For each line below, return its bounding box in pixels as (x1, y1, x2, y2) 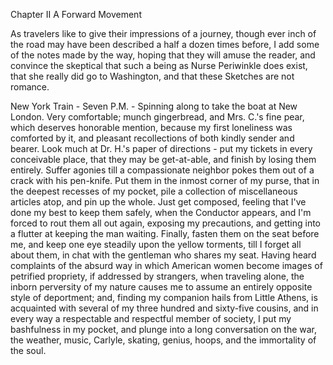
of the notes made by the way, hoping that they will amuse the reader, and (10, 49, 316, 61)
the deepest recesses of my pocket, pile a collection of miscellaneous (10, 185, 298, 197)
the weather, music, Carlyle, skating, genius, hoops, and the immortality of (10, 334, 317, 346)
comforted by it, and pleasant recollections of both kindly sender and (10, 132, 295, 144)
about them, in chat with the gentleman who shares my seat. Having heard (10, 249, 317, 261)
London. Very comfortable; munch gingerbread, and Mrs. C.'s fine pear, (10, 111, 305, 123)
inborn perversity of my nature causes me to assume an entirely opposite (10, 281, 313, 293)
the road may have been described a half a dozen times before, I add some (10, 39, 320, 50)
